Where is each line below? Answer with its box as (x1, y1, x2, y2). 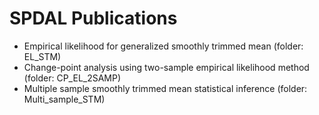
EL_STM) (23, 50, 62, 62)
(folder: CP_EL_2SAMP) (23, 72, 122, 84)
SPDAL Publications (9, 7, 178, 30)
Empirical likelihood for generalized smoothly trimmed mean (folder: (23, 40, 304, 52)
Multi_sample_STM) (23, 93, 106, 105)
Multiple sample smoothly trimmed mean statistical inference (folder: (23, 82, 308, 94)
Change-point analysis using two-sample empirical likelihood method (23, 61, 310, 73)
